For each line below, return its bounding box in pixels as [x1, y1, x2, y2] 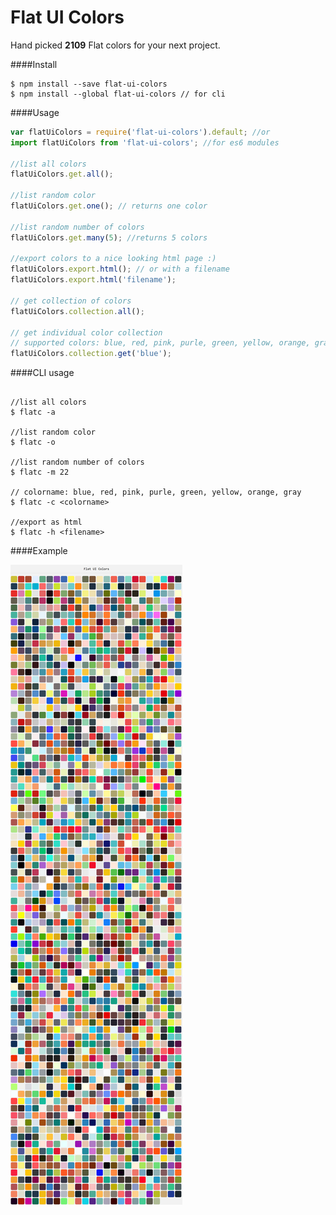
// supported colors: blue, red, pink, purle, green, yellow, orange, [10, 338, 311, 348]
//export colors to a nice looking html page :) [10, 254, 217, 264]
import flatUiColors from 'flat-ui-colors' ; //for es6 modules [10, 137, 280, 148]
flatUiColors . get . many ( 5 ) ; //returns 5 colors [10, 232, 208, 243]
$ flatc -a [10, 407, 56, 418]
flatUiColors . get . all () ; [10, 169, 114, 180]
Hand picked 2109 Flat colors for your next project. [10, 39, 221, 51]
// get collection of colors [10, 296, 132, 306]
